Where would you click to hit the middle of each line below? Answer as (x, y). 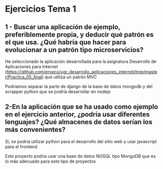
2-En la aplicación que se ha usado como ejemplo (81, 107)
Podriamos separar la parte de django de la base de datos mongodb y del (79, 86)
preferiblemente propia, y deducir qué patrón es (79, 34)
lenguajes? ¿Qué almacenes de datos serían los (79, 122)
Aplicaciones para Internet (32, 66)
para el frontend (21, 147)
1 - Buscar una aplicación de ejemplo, (63, 27)
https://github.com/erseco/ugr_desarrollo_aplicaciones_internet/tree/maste (82, 72)
